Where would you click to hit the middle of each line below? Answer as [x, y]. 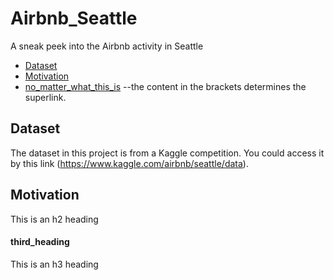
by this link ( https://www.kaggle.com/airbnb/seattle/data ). [129, 163]
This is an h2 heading [54, 219]
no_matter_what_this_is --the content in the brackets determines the [165, 86]
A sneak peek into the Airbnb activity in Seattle [107, 46]
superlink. [45, 97]
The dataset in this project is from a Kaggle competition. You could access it [167, 153]
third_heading [40, 242]
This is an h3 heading [54, 264]
